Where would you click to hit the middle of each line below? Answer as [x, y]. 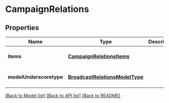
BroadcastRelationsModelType [106, 77]
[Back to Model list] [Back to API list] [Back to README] [63, 95]
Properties [22, 28]
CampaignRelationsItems [99, 56]
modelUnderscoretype [35, 77]
